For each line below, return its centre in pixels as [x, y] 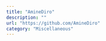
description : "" [26, 17]
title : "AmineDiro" [31, 12]
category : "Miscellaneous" [40, 29]
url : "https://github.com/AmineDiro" [53, 23]
